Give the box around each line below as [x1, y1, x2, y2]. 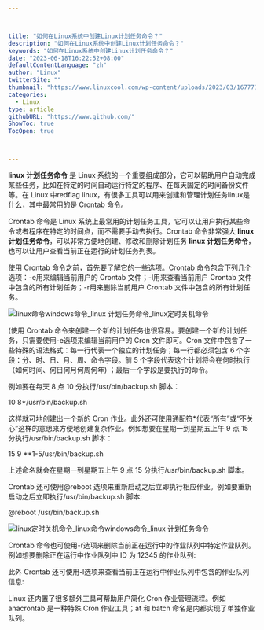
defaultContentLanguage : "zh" [8, 61, 108, 69]
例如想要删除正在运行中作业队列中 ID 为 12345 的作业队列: [8, 551, 196, 559]
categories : [8, 90, 47, 98]
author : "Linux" [8, 68, 61, 77]
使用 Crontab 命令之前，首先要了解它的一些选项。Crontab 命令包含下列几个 [8, 263, 252, 272]
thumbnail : [8, 83, 44, 91]
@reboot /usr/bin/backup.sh [8, 508, 100, 517]
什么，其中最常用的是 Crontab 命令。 [8, 200, 128, 209]
